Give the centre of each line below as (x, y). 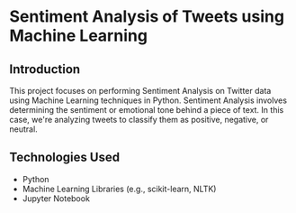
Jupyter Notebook (56, 198)
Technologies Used (64, 157)
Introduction (45, 69)
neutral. (23, 129)
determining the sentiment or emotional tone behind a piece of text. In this (147, 110)
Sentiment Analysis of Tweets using (147, 17)
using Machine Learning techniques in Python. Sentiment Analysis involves (148, 100)
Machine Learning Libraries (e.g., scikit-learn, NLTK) (119, 189)
